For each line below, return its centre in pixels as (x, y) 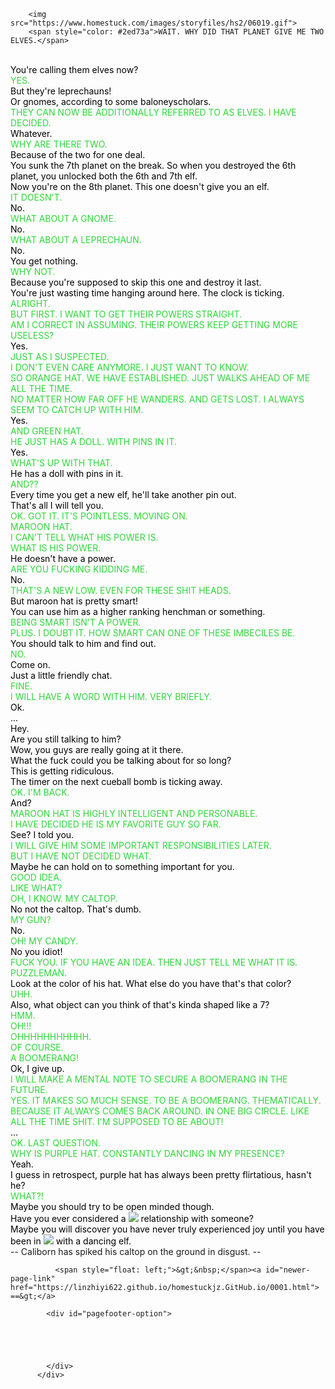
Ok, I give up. (37, 1068)
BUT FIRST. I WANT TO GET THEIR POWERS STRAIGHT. (126, 314)
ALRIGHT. (30, 303)
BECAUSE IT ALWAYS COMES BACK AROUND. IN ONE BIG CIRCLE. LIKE (160, 1111)
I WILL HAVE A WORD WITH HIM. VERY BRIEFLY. (111, 696)
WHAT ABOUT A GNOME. (63, 218)
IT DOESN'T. (36, 197)
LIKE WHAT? (36, 888)
